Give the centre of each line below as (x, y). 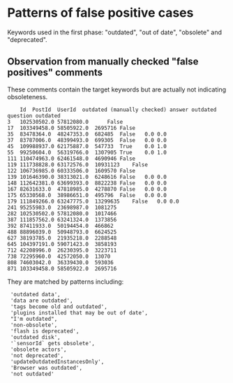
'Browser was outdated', (46, 368)
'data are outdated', (42, 301)
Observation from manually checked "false (103, 62)
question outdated (34, 116)
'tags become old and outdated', (59, 306)
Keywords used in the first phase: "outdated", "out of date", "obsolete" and (114, 32)
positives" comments (55, 72)
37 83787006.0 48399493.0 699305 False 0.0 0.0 (87, 140)
